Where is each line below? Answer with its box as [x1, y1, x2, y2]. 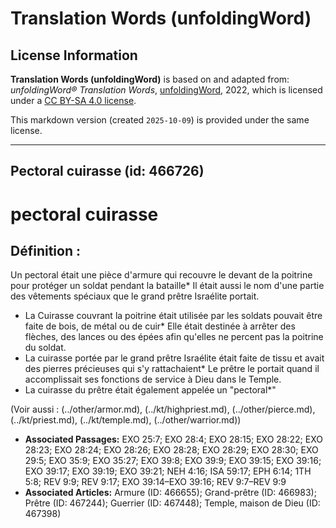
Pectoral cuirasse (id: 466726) [10, 163, 205, 180]
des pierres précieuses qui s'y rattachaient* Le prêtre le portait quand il [24, 363, 320, 375]
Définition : [10, 242, 81, 259]
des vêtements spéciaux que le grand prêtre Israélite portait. [10, 290, 260, 302]
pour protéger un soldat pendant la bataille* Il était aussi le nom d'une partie [10, 280, 325, 292]
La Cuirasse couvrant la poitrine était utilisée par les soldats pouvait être [24, 310, 323, 322]
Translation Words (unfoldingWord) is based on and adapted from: [10, 73, 290, 85]
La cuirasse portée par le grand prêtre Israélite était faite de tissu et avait [24, 352, 325, 364]
